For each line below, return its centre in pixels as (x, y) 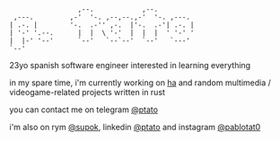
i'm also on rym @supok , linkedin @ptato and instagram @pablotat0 (135, 127)
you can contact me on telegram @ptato (84, 110)
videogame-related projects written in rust (87, 92)
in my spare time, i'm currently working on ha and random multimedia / (140, 83)
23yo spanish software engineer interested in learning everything (130, 65)
